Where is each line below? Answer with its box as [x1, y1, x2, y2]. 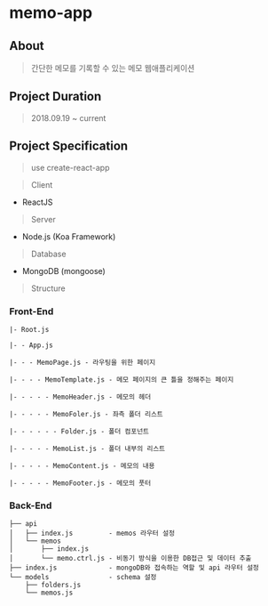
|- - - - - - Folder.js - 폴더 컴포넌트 [9, 426, 149, 436]
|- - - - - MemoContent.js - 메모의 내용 [9, 461, 155, 470]
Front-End [9, 305, 54, 318]
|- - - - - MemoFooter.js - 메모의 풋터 [9, 479, 152, 488]
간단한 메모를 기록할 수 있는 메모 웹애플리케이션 [30, 63, 195, 73]
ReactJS [21, 197, 53, 207]
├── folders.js [25, 581, 82, 590]
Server [30, 214, 56, 224]
